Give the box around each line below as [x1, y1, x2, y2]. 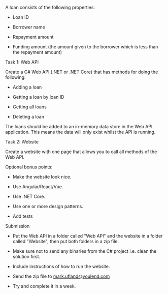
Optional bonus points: [5, 164, 53, 170]
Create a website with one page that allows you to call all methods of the [5, 149, 157, 155]
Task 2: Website [5, 139, 39, 144]
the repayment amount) [12, 49, 62, 55]
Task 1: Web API [5, 59, 39, 65]
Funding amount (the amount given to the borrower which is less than [12, 44, 158, 50]
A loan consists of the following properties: [5, 5, 95, 10]
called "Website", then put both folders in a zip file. [12, 239, 119, 244]
